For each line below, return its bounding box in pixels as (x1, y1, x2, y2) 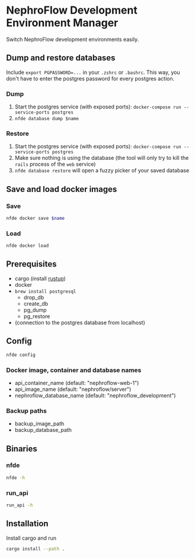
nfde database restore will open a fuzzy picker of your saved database (14, 167, 190, 174)
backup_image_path (14, 420, 65, 427)
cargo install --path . (6, 546, 65, 551)
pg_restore (23, 312, 50, 320)
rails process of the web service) (14, 161, 96, 168)
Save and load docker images (6, 184, 117, 194)
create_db (23, 300, 49, 307)
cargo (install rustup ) (14, 275, 66, 282)
